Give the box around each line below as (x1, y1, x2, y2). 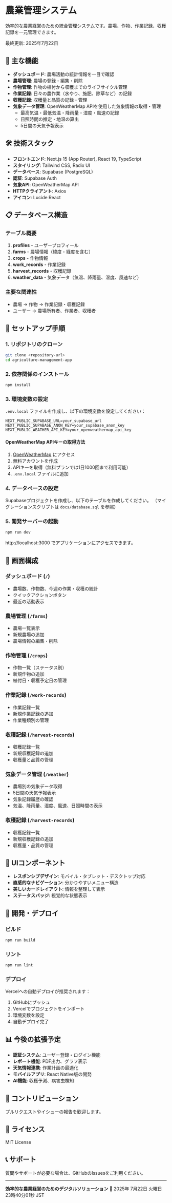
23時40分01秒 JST (5, 1192, 45, 1198)
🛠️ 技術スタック (5, 139, 54, 148)
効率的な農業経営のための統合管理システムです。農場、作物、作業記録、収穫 (5, 23, 166, 29)
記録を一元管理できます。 (5, 29, 59, 35)
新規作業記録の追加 (12, 711, 54, 717)
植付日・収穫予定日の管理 (12, 677, 67, 683)
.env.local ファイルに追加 (12, 470, 69, 476)
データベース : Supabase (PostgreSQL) (12, 168, 93, 175)
